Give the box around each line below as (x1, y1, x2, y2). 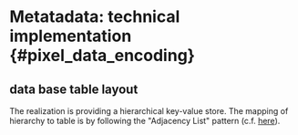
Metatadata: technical (9, 6, 180, 27)
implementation (9, 26, 132, 47)
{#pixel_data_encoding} (9, 46, 196, 66)
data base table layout (9, 81, 139, 97)
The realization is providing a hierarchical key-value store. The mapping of (9, 106, 289, 116)
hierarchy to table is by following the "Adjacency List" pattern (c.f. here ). (9, 116, 281, 126)
